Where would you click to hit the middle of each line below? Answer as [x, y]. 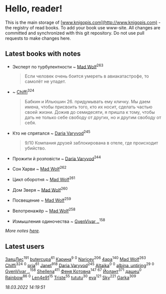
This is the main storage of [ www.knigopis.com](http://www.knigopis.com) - [83, 22]
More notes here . [23, 231]
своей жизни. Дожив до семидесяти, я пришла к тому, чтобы [90, 112]
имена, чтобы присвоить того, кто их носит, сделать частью [88, 107]
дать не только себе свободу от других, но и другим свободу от [93, 118]
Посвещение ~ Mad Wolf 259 [42, 200]
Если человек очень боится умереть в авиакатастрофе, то [87, 76]
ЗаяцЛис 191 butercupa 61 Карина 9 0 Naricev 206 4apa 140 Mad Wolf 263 [76, 259]
